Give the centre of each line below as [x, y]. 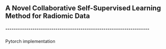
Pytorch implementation [30, 41]
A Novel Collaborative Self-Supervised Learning [83, 8]
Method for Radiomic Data [48, 16]
